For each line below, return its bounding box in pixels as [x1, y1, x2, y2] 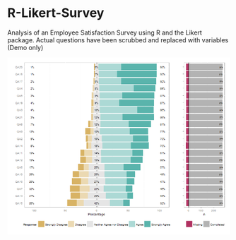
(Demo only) [7, 43, 44, 52]
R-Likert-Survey [7, 5, 105, 21]
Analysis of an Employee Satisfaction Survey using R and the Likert [7, 28, 203, 37]
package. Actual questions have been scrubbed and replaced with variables [7, 35, 229, 44]
